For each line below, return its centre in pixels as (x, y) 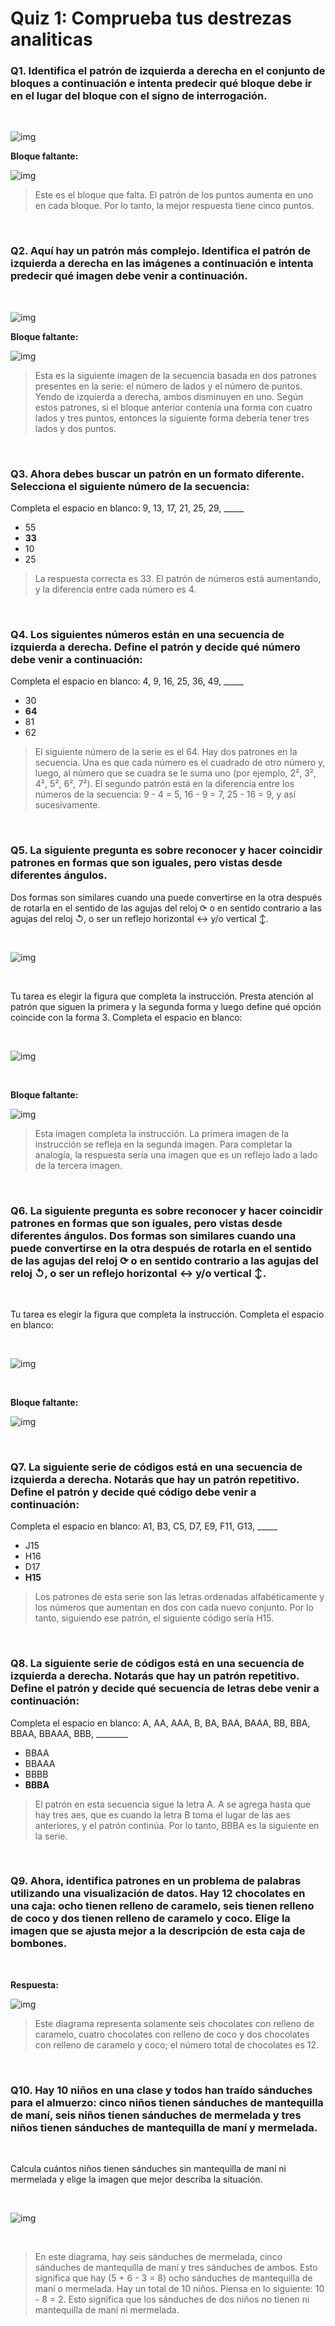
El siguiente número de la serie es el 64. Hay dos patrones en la (166, 752)
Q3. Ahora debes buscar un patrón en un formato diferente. (157, 474)
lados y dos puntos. (75, 428)
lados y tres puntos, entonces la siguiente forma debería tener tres (172, 418)
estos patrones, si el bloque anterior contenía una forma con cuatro (173, 407)
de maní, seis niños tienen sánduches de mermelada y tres (156, 2115)
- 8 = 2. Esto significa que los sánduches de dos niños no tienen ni (172, 2299)
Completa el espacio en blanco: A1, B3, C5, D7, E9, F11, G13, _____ (144, 1526)
